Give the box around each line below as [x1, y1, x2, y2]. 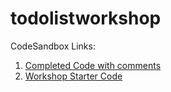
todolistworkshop [10, 7, 162, 30]
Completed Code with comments [24, 59, 162, 71]
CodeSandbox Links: [10, 40, 96, 52]
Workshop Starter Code [24, 70, 123, 82]
